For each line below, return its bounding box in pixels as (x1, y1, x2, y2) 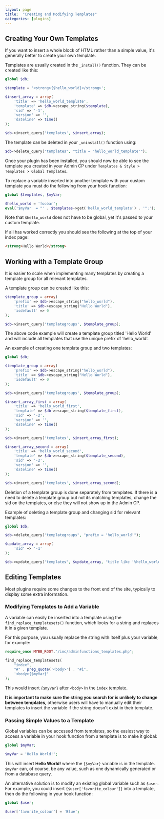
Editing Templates (5, 573, 61, 582)
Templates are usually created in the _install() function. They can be (5, 62, 146, 68)
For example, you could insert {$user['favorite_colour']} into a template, (5, 786, 155, 792)
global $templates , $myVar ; (5, 192, 62, 197)
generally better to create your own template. (5, 52, 96, 59)
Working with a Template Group (5, 257, 103, 266)
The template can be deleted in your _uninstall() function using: (5, 139, 137, 145)
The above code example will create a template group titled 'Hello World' (5, 330, 152, 336)
